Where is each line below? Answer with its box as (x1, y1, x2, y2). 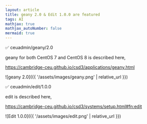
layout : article (5, 7, 39, 13)
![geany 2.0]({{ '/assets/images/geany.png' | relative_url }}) (5, 74, 128, 80)
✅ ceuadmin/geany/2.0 (5, 45, 53, 50)
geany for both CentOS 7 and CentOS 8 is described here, (5, 55, 126, 60)
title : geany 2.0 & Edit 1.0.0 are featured (5, 12, 100, 17)
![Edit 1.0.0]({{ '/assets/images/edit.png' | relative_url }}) (5, 113, 121, 119)
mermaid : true (5, 31, 35, 36)
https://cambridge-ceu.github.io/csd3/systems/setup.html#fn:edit (5, 103, 142, 109)
